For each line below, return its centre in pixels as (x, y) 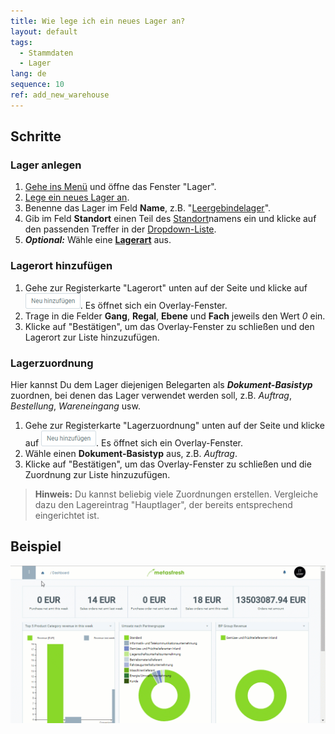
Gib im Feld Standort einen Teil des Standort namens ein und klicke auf (170, 219)
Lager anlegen (46, 165)
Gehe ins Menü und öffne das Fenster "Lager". (120, 187)
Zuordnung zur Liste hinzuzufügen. (97, 475)
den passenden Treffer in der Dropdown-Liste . (120, 229)
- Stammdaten (46, 53)
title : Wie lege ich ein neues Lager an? (98, 21)
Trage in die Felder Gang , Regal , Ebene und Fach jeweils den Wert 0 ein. (175, 316)
